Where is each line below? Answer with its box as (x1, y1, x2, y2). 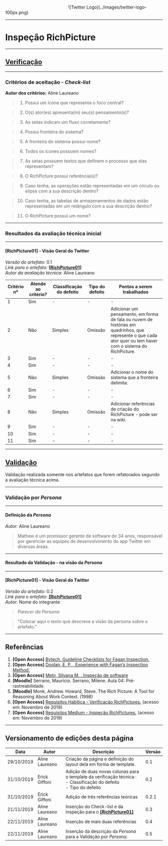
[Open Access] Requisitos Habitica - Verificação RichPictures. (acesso (12, 699, 159, 705)
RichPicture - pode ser (110, 411, 158, 417)
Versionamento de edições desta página (5, 734, 134, 743)
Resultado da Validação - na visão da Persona (5, 560, 102, 566)
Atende (30, 281, 46, 287)
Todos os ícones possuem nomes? (24, 148, 96, 154)
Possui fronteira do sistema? (24, 129, 84, 135)
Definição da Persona (5, 512, 51, 518)
